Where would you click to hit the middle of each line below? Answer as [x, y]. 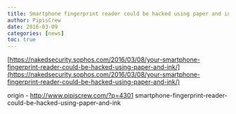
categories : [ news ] [36, 33]
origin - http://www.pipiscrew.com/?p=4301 [70, 96]
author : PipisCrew [34, 20]
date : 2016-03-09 [33, 27]
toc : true [22, 40]
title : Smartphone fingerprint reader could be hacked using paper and [114, 14]
